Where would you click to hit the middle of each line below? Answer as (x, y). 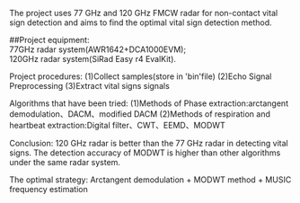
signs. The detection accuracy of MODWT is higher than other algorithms (145, 153)
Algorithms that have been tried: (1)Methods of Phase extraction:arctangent (149, 103)
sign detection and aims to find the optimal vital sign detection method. (141, 22)
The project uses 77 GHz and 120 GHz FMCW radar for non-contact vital (144, 13)
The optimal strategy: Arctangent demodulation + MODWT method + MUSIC (150, 180)
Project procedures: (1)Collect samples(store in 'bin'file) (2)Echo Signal (141, 76)
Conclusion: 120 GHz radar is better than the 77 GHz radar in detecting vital (149, 143)
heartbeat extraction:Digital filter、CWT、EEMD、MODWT (118, 125)
